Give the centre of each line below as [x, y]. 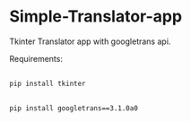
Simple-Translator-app [95, 17]
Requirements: [36, 58]
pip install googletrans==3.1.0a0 [74, 108]
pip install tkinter [48, 84]
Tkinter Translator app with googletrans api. [90, 41]
